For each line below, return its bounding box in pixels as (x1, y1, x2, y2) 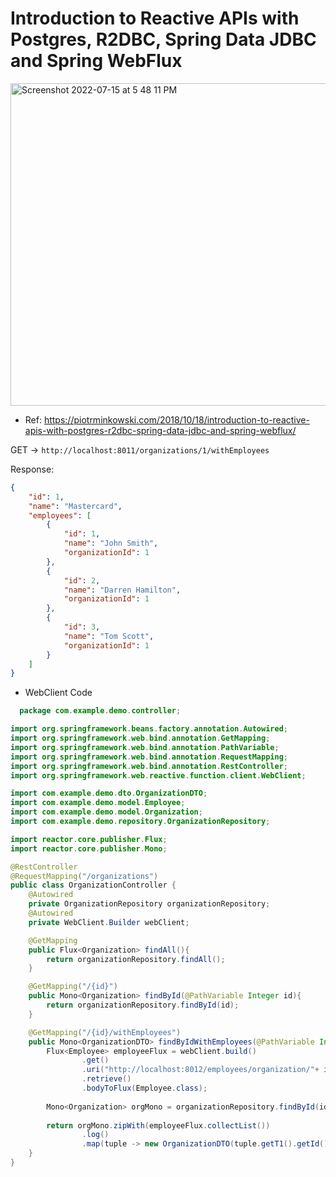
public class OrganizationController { (10, 880, 177, 891)
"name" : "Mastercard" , (28, 501, 123, 511)
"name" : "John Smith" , (63, 538, 159, 549)
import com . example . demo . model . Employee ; (10, 798, 186, 808)
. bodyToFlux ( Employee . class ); (81, 1083, 208, 1094)
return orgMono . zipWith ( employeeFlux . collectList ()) (46, 1120, 271, 1131)
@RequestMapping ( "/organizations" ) (10, 871, 159, 881)
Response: (10, 463, 55, 475)
